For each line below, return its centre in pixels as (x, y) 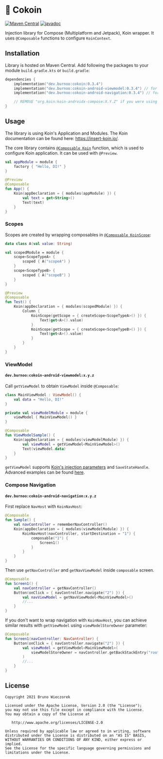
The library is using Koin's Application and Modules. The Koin (66, 133)
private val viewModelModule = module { (47, 413)
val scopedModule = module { (34, 252)
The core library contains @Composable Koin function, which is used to (74, 148)
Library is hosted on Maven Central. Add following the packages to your (77, 65)
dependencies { (20, 79)
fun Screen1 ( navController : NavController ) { (52, 639)
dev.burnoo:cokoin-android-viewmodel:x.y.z (50, 376)
